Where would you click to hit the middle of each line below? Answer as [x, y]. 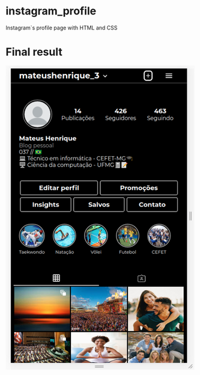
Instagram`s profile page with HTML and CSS [62, 28]
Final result [34, 52]
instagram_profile [51, 11]
